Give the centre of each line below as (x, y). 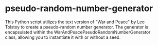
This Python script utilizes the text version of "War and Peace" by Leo (75, 22)
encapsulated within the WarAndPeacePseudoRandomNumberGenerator (78, 32)
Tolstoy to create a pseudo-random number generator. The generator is (77, 27)
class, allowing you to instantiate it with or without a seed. (63, 37)
